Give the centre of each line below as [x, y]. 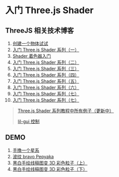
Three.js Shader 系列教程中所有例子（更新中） [66, 111]
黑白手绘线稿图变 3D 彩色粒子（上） [50, 163]
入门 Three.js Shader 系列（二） [46, 62]
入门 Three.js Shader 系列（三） [46, 69]
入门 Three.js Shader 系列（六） [46, 87]
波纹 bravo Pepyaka [33, 156]
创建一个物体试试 [30, 43]
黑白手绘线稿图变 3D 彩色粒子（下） [50, 169]
